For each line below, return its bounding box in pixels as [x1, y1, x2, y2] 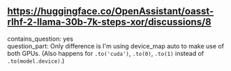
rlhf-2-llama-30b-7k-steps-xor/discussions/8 [7, 17, 211, 28]
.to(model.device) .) [7, 57, 65, 65]
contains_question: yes [7, 34, 73, 43]
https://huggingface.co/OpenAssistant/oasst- [7, 6, 214, 17]
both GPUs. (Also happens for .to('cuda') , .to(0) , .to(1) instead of [7, 49, 204, 57]
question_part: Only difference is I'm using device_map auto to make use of [7, 41, 225, 50]
